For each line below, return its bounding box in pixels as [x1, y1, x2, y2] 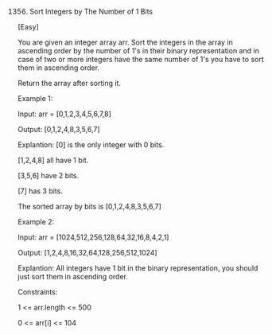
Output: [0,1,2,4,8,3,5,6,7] [17, 125, 100, 134]
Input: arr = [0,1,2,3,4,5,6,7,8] [17, 109, 111, 119]
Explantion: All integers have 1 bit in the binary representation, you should [17, 263, 258, 273]
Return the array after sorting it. [17, 79, 121, 88]
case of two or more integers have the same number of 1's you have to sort [17, 55, 264, 64]
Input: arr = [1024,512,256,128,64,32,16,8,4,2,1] [17, 232, 169, 242]
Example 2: [17, 217, 55, 226]
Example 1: [17, 94, 53, 103]
